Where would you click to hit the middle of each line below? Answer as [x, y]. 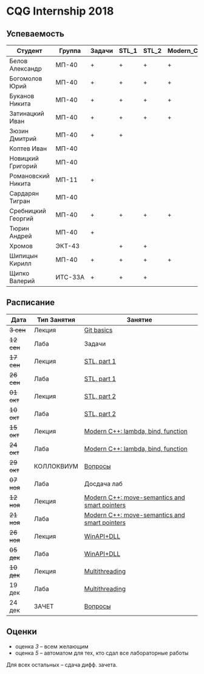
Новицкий [24, 158]
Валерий [22, 281]
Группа [70, 51]
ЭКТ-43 [68, 246]
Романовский [29, 176]
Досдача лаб [104, 483]
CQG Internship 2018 [60, 11]
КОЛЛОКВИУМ [56, 466]
